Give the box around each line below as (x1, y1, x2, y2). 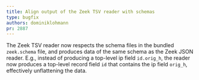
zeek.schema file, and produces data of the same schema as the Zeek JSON (6, 48, 194, 56)
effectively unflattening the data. (6, 67, 87, 75)
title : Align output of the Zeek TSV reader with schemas (6, 8, 155, 15)
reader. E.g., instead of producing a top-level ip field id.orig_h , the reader (6, 54, 191, 61)
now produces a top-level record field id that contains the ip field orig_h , (6, 61, 188, 68)
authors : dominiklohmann (6, 20, 69, 26)
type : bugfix (6, 14, 39, 20)
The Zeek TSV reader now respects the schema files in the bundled (6, 42, 174, 49)
